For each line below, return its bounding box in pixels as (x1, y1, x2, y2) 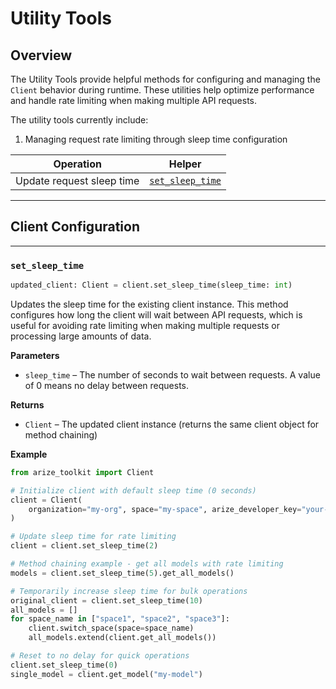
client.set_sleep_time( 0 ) (10, 660, 118, 670)
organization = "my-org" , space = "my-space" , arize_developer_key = (28, 504, 302, 514)
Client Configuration (10, 218, 141, 236)
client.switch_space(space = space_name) (28, 623, 195, 634)
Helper (168, 157, 202, 171)
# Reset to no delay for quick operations (10, 651, 190, 661)
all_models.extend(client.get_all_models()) (28, 633, 217, 643)
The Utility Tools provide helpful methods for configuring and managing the (10, 73, 321, 85)
